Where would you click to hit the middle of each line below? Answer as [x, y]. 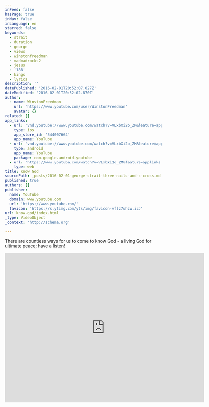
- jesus [18, 65]
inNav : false [19, 19]
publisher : [16, 190]
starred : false [21, 28]
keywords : [15, 33]
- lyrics [19, 79]
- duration [21, 42]
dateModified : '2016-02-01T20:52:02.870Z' [50, 93]
